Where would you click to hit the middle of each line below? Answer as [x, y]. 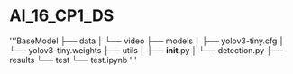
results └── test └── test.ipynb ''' [73, 60]
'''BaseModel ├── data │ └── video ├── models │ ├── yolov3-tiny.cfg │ [147, 41]
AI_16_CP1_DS [62, 16]
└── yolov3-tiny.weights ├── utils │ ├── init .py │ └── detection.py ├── [146, 50]
